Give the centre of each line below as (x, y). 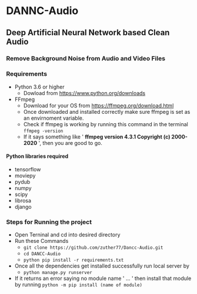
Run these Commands (41, 241)
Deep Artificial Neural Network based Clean (88, 33)
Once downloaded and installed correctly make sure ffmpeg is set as (107, 111)
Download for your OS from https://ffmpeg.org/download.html (98, 105)
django (23, 207)
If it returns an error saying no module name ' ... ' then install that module (103, 278)
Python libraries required (37, 156)
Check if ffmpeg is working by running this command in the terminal (106, 124)
